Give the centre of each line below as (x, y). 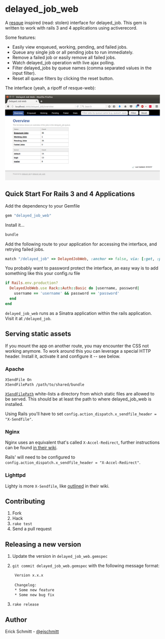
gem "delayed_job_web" (28, 215)
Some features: (21, 37)
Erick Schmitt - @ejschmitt (32, 631)
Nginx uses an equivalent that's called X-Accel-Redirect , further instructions (82, 442)
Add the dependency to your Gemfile (42, 206)
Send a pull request (32, 529)
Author (16, 620)
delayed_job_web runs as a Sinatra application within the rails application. (79, 313)
